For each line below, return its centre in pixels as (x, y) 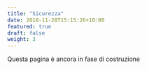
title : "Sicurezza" (36, 14)
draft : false (26, 33)
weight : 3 (22, 40)
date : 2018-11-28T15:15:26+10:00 (56, 20)
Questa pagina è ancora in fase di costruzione (73, 59)
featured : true (29, 26)
